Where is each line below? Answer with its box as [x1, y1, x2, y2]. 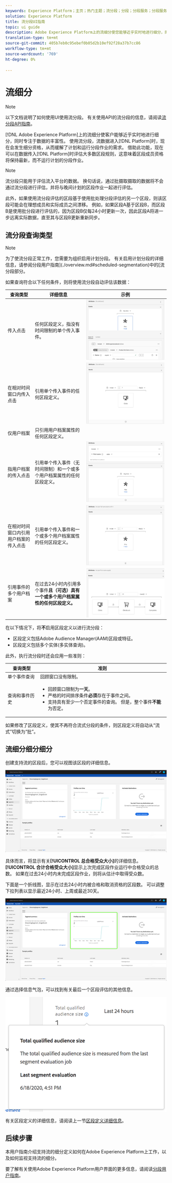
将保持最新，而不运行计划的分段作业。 [5, 157, 86, 163]
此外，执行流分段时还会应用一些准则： [5, 653, 86, 659]
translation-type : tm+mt [5, 35, 58, 40]
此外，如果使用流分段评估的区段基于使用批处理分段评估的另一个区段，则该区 [5, 195, 167, 202]
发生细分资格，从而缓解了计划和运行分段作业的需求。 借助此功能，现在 [14, 144, 164, 150]
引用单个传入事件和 [35, 526, 76, 532]
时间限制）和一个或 [35, 466, 76, 472]
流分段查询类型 [5, 231, 53, 240]
